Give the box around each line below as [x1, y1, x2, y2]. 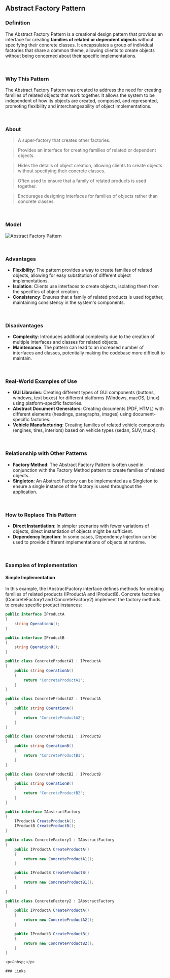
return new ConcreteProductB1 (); [23, 880, 94, 885]
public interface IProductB [5, 635, 65, 640]
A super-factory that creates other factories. [17, 137, 111, 143]
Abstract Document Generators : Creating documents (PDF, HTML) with [12, 405, 164, 412]
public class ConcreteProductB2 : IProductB [5, 771, 101, 777]
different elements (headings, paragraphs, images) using [12, 411, 132, 417]
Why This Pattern [5, 75, 49, 82]
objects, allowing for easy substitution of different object [12, 272, 131, 278]
